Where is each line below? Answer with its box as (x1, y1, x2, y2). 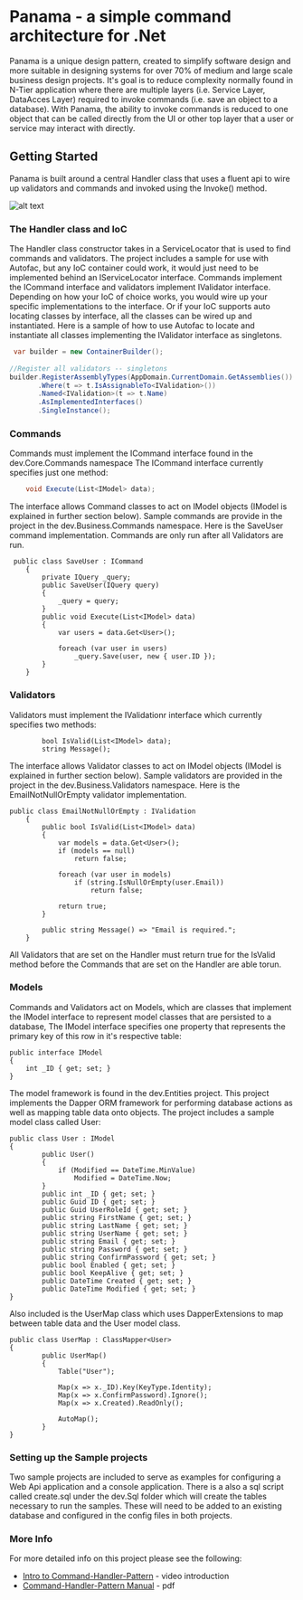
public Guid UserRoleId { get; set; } (42, 1205, 188, 1214)
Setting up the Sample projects (9, 1451, 148, 1463)
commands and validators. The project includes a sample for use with (9, 253, 270, 264)
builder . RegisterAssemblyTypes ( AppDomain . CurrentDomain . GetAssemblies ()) (9, 373, 294, 382)
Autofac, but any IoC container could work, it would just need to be (9, 262, 260, 273)
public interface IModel (9, 1047, 103, 1057)
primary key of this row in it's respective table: (9, 1030, 183, 1041)
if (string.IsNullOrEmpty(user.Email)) (73, 877, 224, 887)
